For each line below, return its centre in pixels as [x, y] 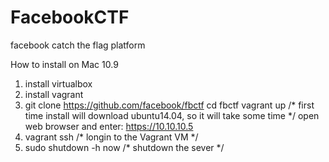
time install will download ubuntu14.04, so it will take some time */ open [172, 115]
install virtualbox [58, 83]
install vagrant [54, 94]
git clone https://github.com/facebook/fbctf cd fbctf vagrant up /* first [169, 105]
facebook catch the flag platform [78, 45]
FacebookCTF [70, 17]
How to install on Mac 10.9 [64, 64]
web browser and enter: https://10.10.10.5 [109, 126]
